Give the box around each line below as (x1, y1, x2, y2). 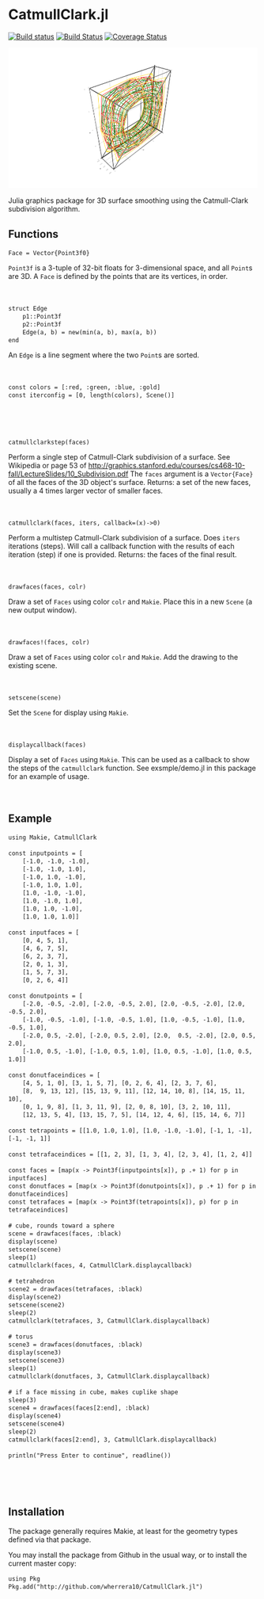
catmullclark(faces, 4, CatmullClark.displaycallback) (8, 1261, 193, 1269)
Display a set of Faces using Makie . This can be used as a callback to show (8, 755, 251, 765)
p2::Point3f (22, 321, 62, 329)
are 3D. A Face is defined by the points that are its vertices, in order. (8, 272, 228, 281)
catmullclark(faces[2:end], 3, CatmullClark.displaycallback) (8, 1436, 217, 1444)
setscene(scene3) (8, 1357, 66, 1364)
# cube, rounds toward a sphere (8, 1222, 115, 1230)
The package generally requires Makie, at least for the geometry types (8, 1526, 239, 1536)
